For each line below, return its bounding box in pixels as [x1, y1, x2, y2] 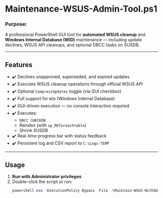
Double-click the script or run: [12, 179, 73, 185]
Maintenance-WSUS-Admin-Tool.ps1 [5, 3, 158, 15]
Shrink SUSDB [19, 128, 49, 133]
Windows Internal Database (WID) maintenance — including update [5, 37, 142, 43]
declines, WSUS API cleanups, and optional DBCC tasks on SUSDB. [5, 42, 140, 48]
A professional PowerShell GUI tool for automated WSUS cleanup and [5, 32, 146, 37]
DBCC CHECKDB [19, 118, 46, 123]
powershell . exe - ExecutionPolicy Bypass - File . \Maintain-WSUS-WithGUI [12, 188, 160, 193]
